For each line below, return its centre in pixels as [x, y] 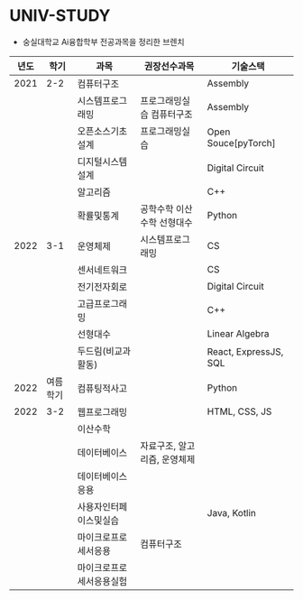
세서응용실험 [102, 581]
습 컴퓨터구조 [166, 114]
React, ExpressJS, [245, 351]
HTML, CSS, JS [239, 411]
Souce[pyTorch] [242, 143]
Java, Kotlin [232, 512]
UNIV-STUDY [60, 16]
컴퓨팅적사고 [102, 388]
